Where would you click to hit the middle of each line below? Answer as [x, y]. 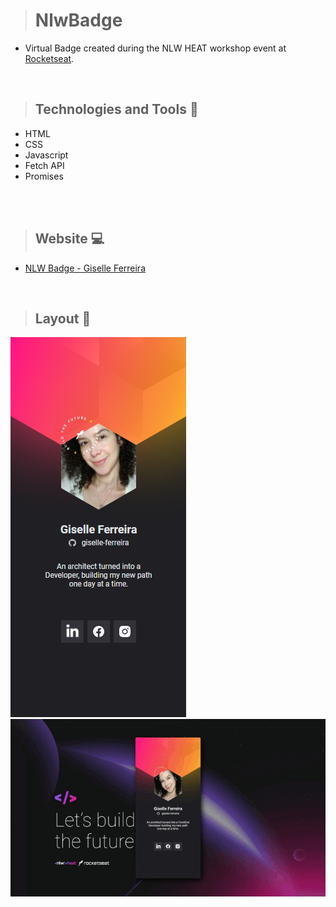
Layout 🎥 [63, 318]
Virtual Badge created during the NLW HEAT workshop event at [155, 48]
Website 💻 [69, 239]
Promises [44, 176]
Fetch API [44, 165]
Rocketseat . [49, 58]
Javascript [46, 155]
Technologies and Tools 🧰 [116, 109]
